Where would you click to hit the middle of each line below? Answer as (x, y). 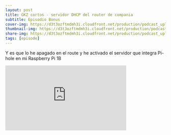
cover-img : (17, 24)
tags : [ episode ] (22, 39)
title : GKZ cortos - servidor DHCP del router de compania (69, 15)
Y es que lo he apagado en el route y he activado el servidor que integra (81, 53)
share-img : (17, 34)
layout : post (19, 10)
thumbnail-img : (21, 29)
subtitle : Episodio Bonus (33, 19)
